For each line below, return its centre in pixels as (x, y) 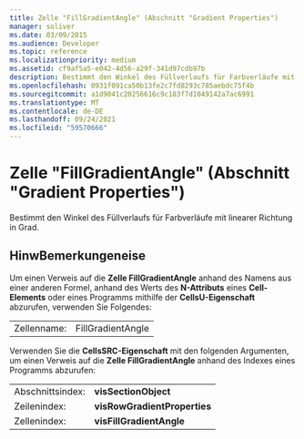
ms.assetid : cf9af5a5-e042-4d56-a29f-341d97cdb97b (107, 69)
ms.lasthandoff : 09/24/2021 (63, 119)
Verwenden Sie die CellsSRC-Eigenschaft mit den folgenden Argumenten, (149, 351)
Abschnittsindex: (50, 391)
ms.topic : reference (49, 52)
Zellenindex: (40, 421)
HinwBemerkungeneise (77, 256)
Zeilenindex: (40, 406)
